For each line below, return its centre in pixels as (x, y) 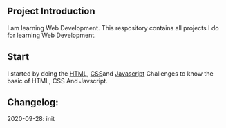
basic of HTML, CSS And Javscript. (58, 81)
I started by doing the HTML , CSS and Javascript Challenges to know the (110, 73)
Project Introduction (51, 11)
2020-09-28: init (31, 119)
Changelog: (33, 103)
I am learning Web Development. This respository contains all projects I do (113, 28)
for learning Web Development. (52, 35)
